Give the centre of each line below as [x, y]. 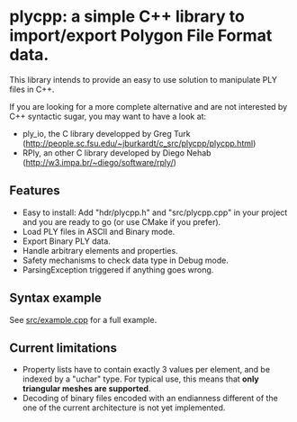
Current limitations [63, 348]
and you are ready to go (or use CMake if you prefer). [121, 221]
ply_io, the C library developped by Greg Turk [106, 133]
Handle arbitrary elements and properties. [100, 250]
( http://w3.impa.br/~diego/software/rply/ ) [99, 162]
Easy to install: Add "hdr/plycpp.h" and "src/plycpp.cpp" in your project [155, 212]
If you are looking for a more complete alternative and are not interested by [148, 106]
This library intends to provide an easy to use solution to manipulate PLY [143, 79]
